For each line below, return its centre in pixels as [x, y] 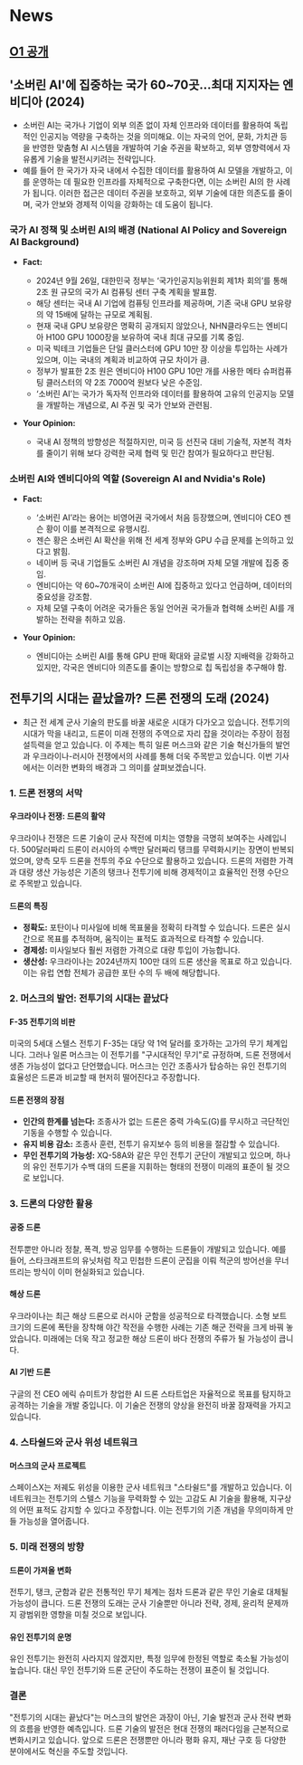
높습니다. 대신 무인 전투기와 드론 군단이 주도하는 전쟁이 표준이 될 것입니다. [139, 1670]
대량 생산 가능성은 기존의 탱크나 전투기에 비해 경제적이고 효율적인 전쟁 [142, 872]
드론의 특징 [28, 906]
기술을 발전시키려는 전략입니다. [101, 159]
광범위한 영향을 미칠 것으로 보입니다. [83, 1615]
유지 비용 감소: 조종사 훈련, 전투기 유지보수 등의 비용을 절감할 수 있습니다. [151, 1144]
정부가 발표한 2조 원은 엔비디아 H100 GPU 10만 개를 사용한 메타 [148, 371]
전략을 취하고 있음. [93, 619]
